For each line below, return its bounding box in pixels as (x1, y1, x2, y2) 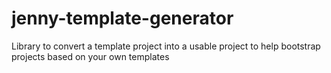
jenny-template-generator (11, 7, 234, 30)
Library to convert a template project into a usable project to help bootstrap (11, 40, 321, 52)
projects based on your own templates (11, 50, 170, 62)
